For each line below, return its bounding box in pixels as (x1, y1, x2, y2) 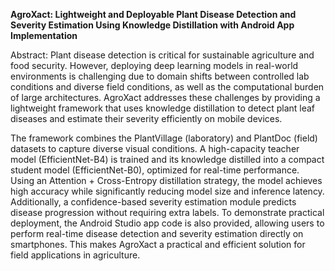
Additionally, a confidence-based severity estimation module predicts (10, 196, 297, 208)
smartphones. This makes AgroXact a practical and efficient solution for (10, 239, 306, 250)
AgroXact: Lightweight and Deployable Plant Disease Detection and (10, 9, 297, 20)
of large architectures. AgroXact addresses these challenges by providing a (10, 92, 321, 103)
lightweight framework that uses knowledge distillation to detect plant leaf (10, 102, 316, 114)
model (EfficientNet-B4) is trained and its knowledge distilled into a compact (10, 154, 325, 165)
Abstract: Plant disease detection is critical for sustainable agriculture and (10, 49, 315, 61)
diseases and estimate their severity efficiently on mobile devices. (10, 113, 283, 124)
